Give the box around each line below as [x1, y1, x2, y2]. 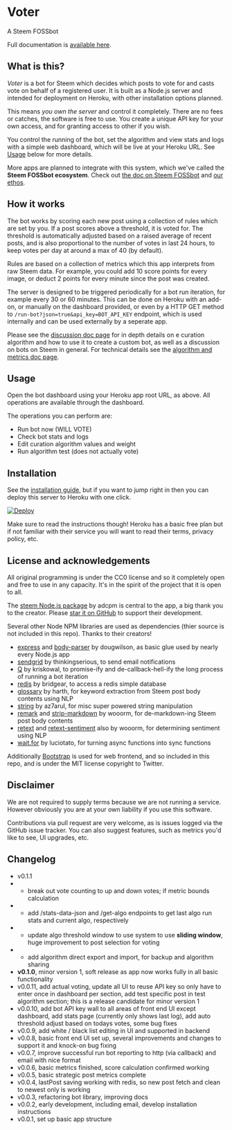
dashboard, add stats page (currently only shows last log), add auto [17, 1012, 211, 1020]
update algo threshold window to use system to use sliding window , [27, 930, 223, 939]
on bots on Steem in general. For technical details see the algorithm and [7, 345, 213, 353]
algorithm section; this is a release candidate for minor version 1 [17, 997, 199, 1005]
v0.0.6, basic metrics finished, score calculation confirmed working [17, 1063, 210, 1071]
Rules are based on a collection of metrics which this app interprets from [7, 259, 215, 267]
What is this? [7, 60, 65, 73]
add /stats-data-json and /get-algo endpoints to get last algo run [27, 908, 213, 917]
